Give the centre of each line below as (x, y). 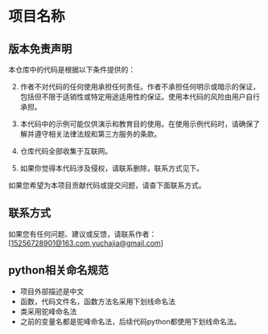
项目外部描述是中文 (52, 291)
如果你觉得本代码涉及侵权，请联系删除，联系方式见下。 (111, 168)
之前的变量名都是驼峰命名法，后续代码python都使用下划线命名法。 (130, 321)
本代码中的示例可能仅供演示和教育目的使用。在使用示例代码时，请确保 (136, 124)
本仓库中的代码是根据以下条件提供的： (72, 70)
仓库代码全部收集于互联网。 (66, 151)
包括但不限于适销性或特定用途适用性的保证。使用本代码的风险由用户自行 (140, 97)
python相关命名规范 (58, 270)
